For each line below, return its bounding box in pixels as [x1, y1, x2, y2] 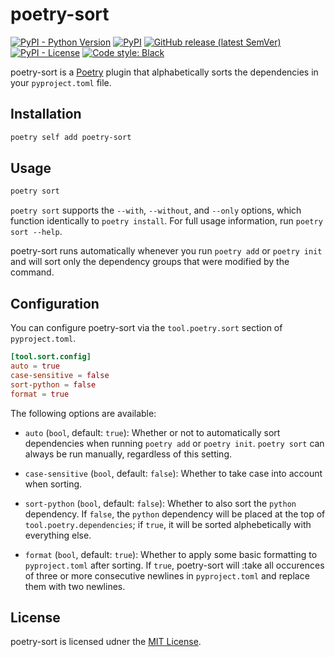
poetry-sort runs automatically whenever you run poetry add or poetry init [10, 245, 323, 257]
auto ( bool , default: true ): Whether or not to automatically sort [24, 426, 281, 438]
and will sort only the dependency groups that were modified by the [10, 256, 290, 268]
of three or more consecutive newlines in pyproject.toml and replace [24, 569, 310, 582]
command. [10, 266, 55, 278]
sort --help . [10, 226, 63, 238]
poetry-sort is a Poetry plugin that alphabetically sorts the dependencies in [10, 66, 319, 78]
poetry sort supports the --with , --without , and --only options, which [10, 204, 302, 217]
